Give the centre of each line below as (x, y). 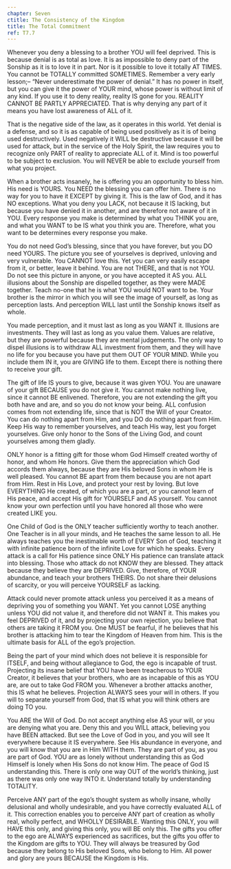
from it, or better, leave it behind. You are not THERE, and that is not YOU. (111, 268)
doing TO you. (27, 707)
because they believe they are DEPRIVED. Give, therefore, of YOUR (102, 571)
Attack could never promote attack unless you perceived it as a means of (111, 599)
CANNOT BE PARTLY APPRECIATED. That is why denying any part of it (107, 103)
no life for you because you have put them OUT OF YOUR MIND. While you (113, 355)
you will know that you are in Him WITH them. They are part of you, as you (112, 750)
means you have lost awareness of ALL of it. (70, 111)
